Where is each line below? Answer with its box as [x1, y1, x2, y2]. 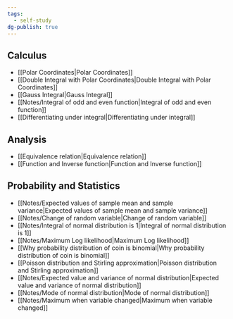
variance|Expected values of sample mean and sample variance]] [17, 206, 208, 215]
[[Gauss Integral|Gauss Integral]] [17, 91, 113, 99]
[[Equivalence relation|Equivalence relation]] [17, 152, 146, 161]
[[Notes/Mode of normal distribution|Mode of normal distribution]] [17, 288, 210, 296]
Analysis [7, 133, 47, 145]
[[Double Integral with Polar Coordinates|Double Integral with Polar [17, 75, 211, 85]
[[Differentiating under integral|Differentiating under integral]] [17, 113, 196, 122]
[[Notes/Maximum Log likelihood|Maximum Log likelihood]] [17, 236, 189, 244]
